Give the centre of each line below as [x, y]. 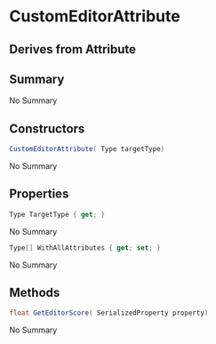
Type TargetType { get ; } [57, 214]
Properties [39, 194]
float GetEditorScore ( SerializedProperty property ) [109, 313]
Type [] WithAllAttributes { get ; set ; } [85, 248]
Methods [35, 293]
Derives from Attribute [72, 49]
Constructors [47, 128]
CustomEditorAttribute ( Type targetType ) [87, 149]
